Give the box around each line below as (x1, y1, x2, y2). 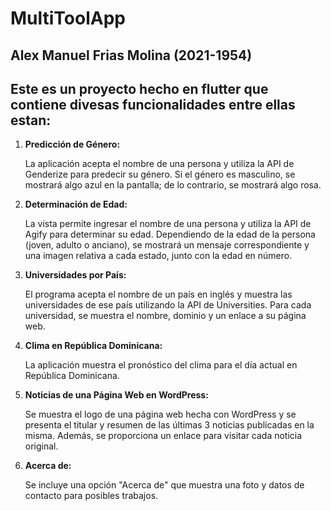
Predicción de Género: (24, 138, 121, 151)
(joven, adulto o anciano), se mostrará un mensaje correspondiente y (24, 239, 310, 251)
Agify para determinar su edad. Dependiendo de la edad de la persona (24, 228, 316, 241)
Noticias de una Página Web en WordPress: (24, 389, 209, 401)
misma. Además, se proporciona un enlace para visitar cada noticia (24, 430, 303, 442)
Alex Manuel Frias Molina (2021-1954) (10, 47, 253, 64)
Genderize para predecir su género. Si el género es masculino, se (24, 168, 296, 181)
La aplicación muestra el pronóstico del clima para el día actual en (24, 359, 298, 371)
